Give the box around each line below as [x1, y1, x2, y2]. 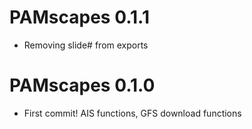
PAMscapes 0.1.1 [9, 6, 150, 29]
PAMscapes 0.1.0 [9, 74, 156, 97]
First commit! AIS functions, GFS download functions [23, 107, 242, 119]
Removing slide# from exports [23, 39, 149, 51]
